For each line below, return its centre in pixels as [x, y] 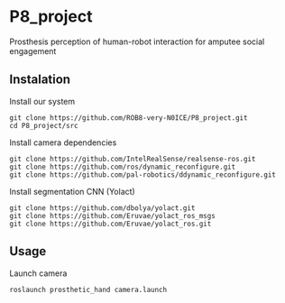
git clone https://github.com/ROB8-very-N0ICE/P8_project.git [129, 118]
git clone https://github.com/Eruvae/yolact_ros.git [110, 224]
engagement [33, 50]
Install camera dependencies [63, 142]
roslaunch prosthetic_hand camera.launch [88, 289]
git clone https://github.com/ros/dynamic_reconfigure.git [123, 167]
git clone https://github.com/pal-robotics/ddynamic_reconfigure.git [143, 174]
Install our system [42, 101]
